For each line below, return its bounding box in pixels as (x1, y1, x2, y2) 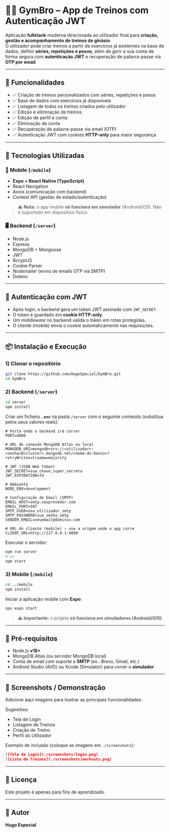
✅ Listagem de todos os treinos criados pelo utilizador (12, 103, 126, 109)
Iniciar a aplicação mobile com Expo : (5, 596, 82, 602)
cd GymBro (5, 377, 26, 382)
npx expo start (5, 606, 37, 611)
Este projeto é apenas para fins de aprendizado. (5, 789, 105, 795)
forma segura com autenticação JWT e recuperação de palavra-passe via (5, 53, 161, 60)
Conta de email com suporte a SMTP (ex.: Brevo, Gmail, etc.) (12, 658, 140, 664)
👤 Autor (5, 808, 30, 817)
